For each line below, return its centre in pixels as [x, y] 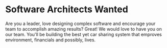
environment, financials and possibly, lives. [51, 40]
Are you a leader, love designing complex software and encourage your [80, 23]
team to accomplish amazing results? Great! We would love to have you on [83, 29]
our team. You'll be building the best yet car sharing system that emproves [83, 34]
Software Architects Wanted [67, 9]
